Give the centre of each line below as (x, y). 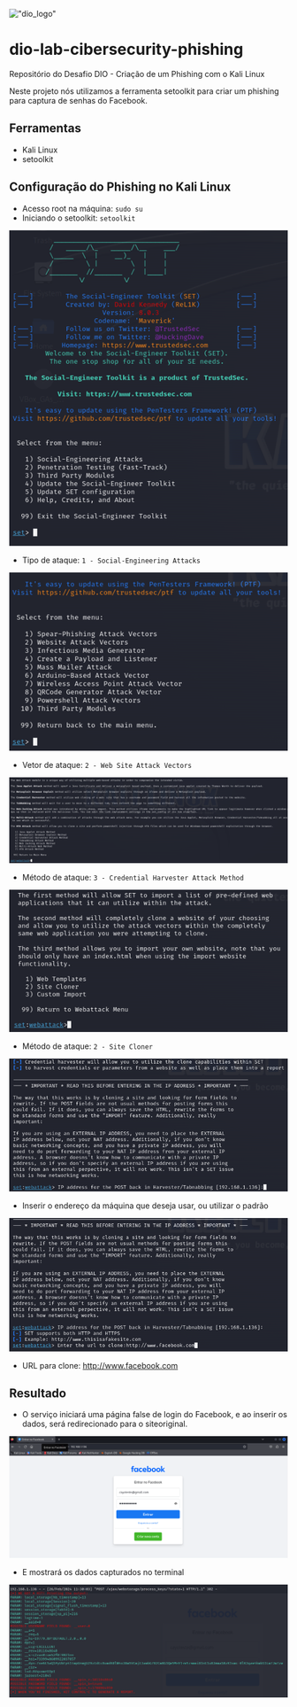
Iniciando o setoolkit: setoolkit (79, 218)
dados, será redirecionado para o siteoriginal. (105, 1424)
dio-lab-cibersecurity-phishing (126, 50)
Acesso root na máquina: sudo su (82, 208)
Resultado (38, 1393)
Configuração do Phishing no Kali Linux (120, 187)
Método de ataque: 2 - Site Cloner (87, 1046)
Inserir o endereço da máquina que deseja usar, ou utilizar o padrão (145, 1206)
